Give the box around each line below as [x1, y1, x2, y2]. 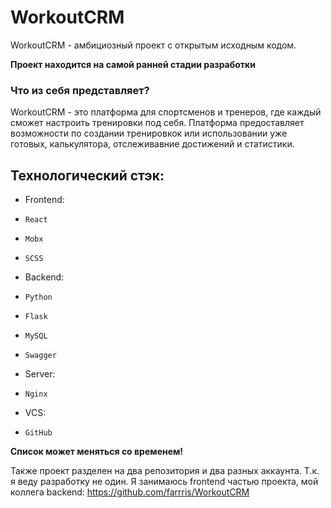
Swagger [24, 351, 57, 361]
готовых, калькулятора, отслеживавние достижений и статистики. [10, 138, 295, 150]
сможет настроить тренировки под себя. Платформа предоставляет [10, 117, 305, 129]
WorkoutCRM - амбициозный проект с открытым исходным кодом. [10, 39, 297, 51]
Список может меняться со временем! [10, 446, 184, 458]
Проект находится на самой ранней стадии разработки [10, 58, 256, 70]
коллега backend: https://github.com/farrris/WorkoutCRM [10, 486, 250, 498]
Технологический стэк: [10, 167, 165, 184]
